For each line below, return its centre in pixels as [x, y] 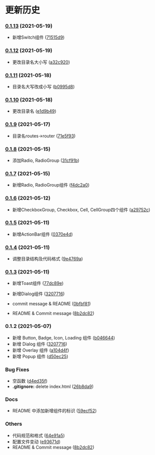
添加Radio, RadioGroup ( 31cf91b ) [46, 160]
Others [14, 424]
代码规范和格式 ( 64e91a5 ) [39, 435]
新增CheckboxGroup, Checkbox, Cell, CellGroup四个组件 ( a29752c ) [81, 209]
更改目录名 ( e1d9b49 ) [34, 111]
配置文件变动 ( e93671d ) [36, 442]
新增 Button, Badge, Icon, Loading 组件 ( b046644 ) [64, 337]
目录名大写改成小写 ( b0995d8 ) [44, 87]
